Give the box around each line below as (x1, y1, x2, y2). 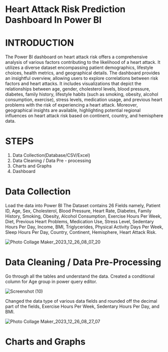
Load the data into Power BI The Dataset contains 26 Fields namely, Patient (5, 203, 160, 208)
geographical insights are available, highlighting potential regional (5, 107, 141, 114)
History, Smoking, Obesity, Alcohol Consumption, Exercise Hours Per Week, (5, 213, 162, 219)
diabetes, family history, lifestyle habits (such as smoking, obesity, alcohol (5, 92, 158, 98)
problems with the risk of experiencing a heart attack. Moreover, (5, 102, 138, 108)
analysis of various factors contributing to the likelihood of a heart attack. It (5, 59, 160, 65)
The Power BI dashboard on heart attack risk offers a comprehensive (5, 54, 148, 60)
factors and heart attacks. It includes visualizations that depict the (5, 80, 141, 86)
